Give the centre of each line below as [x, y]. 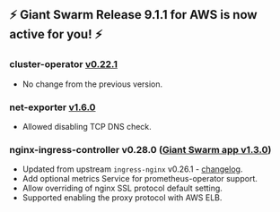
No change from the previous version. [92, 84]
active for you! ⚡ [56, 34]
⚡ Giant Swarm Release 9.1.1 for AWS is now [133, 15]
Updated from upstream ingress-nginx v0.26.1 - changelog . [132, 169]
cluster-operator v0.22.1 [64, 64]
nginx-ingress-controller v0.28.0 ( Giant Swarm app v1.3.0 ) [140, 149]
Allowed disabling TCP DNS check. [87, 126]
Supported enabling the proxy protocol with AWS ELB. [122, 198]
